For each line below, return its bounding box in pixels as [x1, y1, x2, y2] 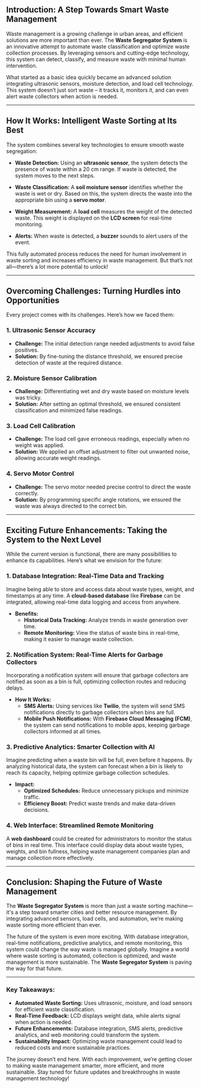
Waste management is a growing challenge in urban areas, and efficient [6, 30, 184, 37]
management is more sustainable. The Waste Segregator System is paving [6, 958, 192, 966]
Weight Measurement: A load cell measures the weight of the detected [14, 208, 193, 215]
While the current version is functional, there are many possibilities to [6, 550, 177, 558]
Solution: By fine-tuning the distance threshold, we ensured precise [14, 352, 183, 359]
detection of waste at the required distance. [14, 359, 123, 366]
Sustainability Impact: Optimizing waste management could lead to [14, 1038, 182, 1045]
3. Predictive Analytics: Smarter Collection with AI [6, 742, 156, 751]
